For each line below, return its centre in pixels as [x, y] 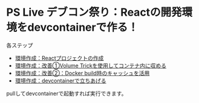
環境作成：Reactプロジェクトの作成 [59, 58]
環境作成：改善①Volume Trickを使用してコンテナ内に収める [90, 65]
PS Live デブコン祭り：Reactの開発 [94, 12]
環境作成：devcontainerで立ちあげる [61, 80]
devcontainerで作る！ [83, 27]
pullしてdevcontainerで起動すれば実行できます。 [67, 93]
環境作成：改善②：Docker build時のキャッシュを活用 [82, 73]
